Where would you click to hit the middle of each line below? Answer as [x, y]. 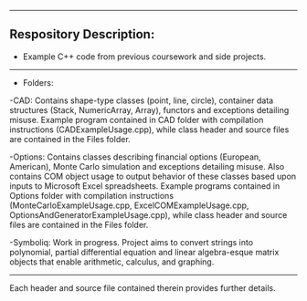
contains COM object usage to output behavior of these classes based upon [153, 176]
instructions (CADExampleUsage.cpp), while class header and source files [149, 130]
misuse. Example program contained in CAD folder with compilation [137, 119]
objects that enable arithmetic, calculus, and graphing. [112, 262]
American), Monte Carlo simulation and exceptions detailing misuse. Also [147, 166]
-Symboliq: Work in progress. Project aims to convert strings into [132, 242]
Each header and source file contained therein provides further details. [143, 287]
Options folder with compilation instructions [92, 195]
